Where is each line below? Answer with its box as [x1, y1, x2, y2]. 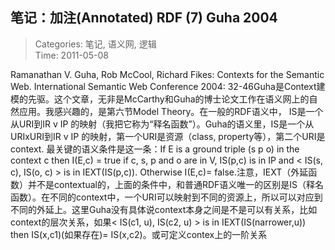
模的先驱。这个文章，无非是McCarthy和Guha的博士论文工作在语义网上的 [10, 93, 310, 105]
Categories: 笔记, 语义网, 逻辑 [34, 38, 157, 50]
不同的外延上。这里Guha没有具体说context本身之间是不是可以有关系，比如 [10, 203, 318, 215]
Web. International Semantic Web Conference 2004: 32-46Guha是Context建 [10, 80, 326, 92]
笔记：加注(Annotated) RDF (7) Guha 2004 [10, 9, 278, 27]
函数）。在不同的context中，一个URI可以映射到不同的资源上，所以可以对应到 [10, 191, 323, 203]
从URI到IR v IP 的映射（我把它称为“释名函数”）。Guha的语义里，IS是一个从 [10, 118, 315, 130]
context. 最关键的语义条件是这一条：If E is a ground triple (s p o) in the [10, 143, 300, 155]
